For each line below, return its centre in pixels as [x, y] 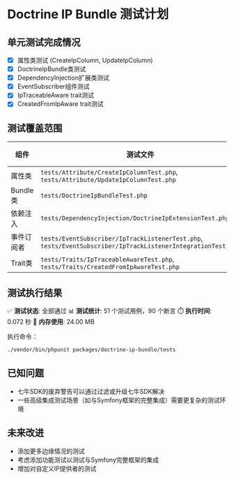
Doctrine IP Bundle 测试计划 [88, 14]
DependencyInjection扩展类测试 [63, 78]
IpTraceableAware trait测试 [56, 96]
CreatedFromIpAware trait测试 [60, 104]
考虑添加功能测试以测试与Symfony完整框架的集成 [88, 459]
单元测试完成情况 [44, 42]
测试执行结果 [35, 292]
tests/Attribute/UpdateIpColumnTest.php [108, 180]
